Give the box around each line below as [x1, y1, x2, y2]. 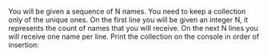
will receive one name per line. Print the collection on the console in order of [8, 32, 260, 41]
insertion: [8, 40, 40, 50]
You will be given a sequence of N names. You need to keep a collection [8, 7, 246, 16]
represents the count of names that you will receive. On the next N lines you [8, 24, 258, 32]
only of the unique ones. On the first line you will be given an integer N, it [8, 15, 249, 24]
